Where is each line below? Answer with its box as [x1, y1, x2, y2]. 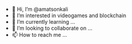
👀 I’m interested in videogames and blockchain [11, 12, 127, 19]
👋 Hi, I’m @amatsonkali [11, 6, 68, 12]
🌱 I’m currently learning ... [11, 18, 76, 25]
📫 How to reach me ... [11, 32, 67, 38]
